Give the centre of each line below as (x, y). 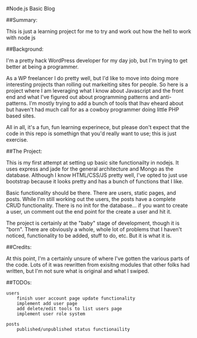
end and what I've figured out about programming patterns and (83, 97)
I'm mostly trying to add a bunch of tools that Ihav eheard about (106, 103)
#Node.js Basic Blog (31, 9)
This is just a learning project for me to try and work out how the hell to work (99, 31)
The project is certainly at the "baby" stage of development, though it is (93, 223)
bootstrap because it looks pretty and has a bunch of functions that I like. (95, 181)
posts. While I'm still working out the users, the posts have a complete (91, 199)
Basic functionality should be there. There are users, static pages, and (91, 193)
